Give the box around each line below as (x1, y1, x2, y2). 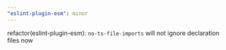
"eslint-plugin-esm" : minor (7, 10, 89, 17)
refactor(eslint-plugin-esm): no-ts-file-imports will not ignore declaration (7, 29, 220, 37)
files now (7, 36, 33, 45)
